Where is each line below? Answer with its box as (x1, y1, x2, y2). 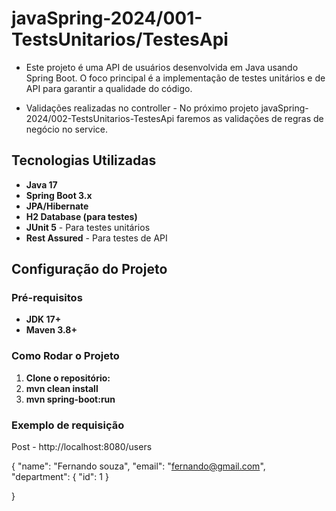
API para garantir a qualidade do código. (25, 82, 193, 94)
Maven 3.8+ (25, 324, 78, 336)
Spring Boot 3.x (25, 189, 93, 201)
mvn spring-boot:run (25, 393, 116, 405)
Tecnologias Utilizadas (11, 152, 157, 169)
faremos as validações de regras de (176, 112, 324, 124)
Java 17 (25, 178, 58, 191)
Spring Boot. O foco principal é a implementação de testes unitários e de (25, 72, 326, 84)
